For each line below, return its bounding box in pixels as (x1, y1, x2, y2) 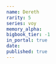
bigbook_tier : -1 (6, 32, 51, 38)
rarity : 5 (6, 15, 32, 21)
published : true (6, 49, 47, 55)
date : (6, 43, 20, 49)
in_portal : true (6, 37, 47, 43)
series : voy (6, 20, 37, 26)
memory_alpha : (6, 26, 43, 32)
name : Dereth (6, 9, 40, 15)
